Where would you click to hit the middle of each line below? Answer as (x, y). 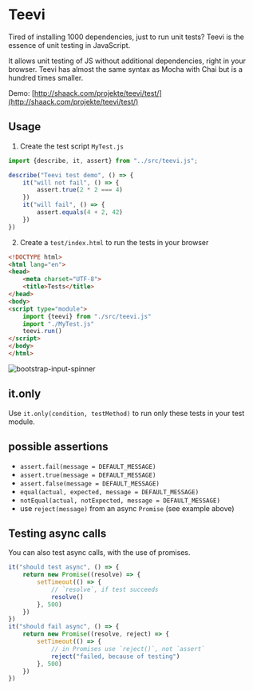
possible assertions (59, 447)
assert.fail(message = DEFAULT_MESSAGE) (88, 466)
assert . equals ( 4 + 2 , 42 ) (80, 212)
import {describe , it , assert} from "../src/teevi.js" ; (103, 161)
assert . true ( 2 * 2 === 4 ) (80, 190)
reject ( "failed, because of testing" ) (115, 656)
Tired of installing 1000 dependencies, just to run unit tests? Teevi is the (126, 37)
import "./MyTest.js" (58, 324)
